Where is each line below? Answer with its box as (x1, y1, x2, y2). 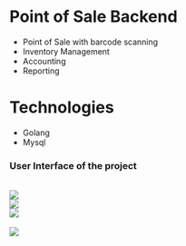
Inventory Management (22, 45, 111, 56)
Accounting (22, 55, 66, 66)
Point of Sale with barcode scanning (22, 36, 159, 47)
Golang (22, 127, 50, 138)
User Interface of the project (9, 159, 138, 172)
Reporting (22, 65, 61, 76)
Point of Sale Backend (9, 6, 179, 27)
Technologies (9, 97, 115, 118)
